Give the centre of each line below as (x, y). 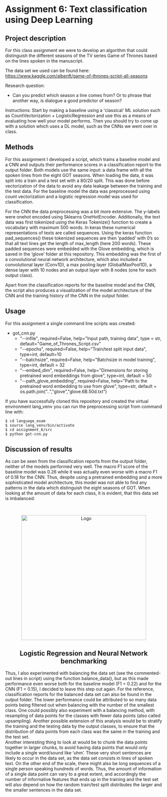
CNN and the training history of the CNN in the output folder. (67, 295)
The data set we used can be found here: (47, 70)
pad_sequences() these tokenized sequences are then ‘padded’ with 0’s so (82, 238)
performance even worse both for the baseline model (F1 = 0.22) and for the (83, 684)
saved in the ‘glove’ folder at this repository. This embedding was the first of (83, 254)
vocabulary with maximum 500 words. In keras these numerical (70, 227)
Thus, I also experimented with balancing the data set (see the (69, 673)
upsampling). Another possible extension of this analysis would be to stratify (84, 721)
